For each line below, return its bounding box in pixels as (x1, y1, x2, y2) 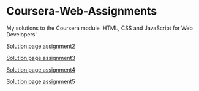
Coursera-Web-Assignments (6, 4, 157, 18)
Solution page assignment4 (6, 66, 75, 73)
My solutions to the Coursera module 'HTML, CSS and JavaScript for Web (6, 24, 193, 32)
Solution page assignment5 (6, 78, 75, 85)
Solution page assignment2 (6, 42, 75, 50)
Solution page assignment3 (6, 54, 75, 61)
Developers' (6, 30, 37, 38)
